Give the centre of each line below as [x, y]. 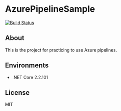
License [17, 93]
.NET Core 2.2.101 [30, 77]
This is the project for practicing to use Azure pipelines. [61, 50]
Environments [27, 66]
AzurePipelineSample [50, 9]
